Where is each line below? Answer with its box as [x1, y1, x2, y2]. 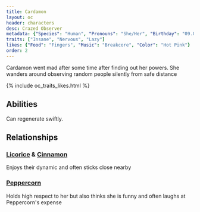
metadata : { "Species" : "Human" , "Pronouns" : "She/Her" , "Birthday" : [6, 31, 180, 37]
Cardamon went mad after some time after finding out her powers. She [6, 64, 180, 71]
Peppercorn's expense [6, 198, 62, 206]
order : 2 [6, 48, 28, 54]
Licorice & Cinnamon [6, 150, 68, 158]
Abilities [6, 99, 37, 109]
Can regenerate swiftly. [6, 115, 64, 122]
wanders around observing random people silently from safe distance [6, 70, 177, 78]
